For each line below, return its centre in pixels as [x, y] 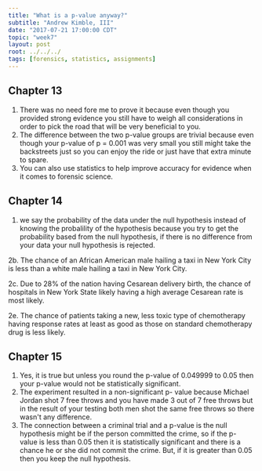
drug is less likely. [37, 332]
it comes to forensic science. [66, 176]
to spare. [34, 159]
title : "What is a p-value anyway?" [68, 15]
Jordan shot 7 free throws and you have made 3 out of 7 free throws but [136, 400]
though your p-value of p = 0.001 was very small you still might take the [135, 143]
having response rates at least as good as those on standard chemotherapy [130, 324]
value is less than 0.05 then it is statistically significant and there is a [130, 442]
